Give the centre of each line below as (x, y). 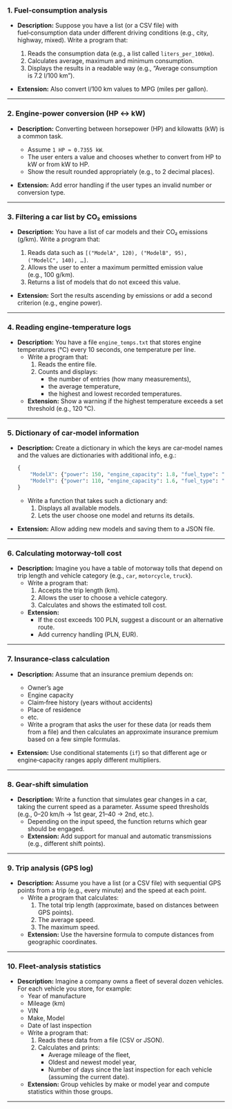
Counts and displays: (68, 372)
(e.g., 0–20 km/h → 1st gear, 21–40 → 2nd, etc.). (85, 814)
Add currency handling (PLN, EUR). (88, 635)
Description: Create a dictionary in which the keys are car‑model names (120, 448)
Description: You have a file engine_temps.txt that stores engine (109, 342)
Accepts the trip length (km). (78, 590)
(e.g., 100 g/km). (51, 274)
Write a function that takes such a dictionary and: (97, 500)
